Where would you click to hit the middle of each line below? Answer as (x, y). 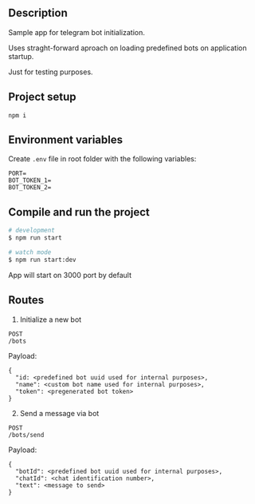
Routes (26, 300)
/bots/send (26, 435)
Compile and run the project (79, 212)
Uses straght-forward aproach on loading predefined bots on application (127, 48)
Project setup (43, 97)
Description (38, 13)
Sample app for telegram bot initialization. (76, 32)
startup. (21, 56)
